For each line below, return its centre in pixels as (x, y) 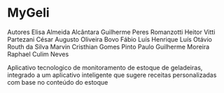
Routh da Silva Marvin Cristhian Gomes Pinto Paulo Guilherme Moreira (108, 46)
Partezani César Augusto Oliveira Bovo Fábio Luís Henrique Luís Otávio (110, 39)
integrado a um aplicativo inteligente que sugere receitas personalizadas (112, 75)
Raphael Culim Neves (38, 54)
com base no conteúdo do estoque (58, 82)
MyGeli (29, 13)
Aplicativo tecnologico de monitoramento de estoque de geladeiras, (105, 67)
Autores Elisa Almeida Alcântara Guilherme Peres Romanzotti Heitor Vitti (111, 32)
